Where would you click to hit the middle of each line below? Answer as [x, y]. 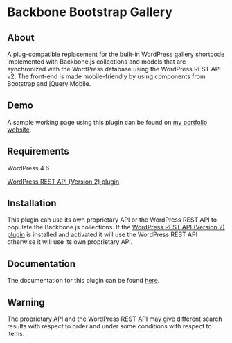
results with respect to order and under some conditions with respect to [110, 326]
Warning [26, 302]
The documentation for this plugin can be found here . [83, 281]
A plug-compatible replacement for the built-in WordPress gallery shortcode [116, 54]
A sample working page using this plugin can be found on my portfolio [107, 122]
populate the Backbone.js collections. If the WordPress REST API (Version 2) [116, 227]
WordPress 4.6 [28, 168]
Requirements [38, 151]
